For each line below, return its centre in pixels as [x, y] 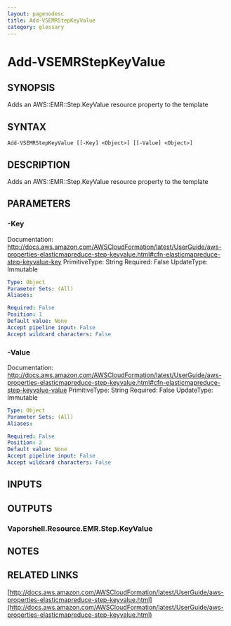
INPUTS [25, 485]
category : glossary [36, 27]
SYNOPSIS [31, 88]
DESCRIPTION [39, 165]
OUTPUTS [30, 508]
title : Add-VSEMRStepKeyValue [52, 20]
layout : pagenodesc [36, 14]
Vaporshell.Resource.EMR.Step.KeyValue [80, 528]
